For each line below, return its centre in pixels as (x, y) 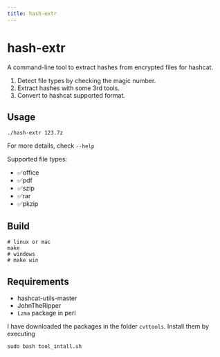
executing (21, 334)
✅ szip (26, 189)
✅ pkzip (28, 204)
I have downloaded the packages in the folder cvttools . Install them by (108, 326)
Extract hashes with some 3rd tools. (68, 88)
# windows (21, 254)
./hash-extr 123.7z (35, 133)
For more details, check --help (51, 146)
